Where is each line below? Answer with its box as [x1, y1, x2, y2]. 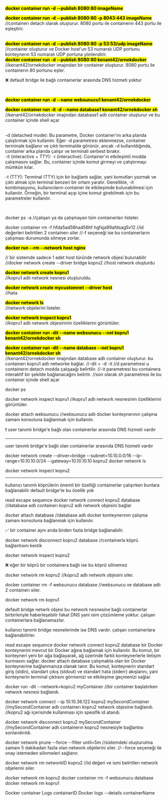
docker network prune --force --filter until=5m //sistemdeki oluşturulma [5, 739, 153, 745]
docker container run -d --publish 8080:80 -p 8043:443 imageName [5, 15, 152, 21]
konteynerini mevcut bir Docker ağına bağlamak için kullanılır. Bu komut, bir [5, 648, 160, 653]
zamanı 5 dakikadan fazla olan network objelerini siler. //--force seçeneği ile [5, 745, 162, 750]
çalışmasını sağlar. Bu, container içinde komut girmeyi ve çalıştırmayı [5, 159, 146, 165]
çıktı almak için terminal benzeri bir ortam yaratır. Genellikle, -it [5, 179, 134, 185]
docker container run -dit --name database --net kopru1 [5, 345, 124, 351]
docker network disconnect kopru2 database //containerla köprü [5, 537, 138, 543]
